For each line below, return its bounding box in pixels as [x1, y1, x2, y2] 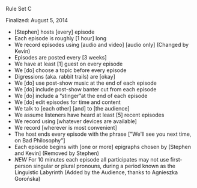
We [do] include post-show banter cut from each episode [14, 86, 157, 92]
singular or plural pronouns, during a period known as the [33, 162, 175, 169]
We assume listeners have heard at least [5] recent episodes [14, 111, 165, 118]
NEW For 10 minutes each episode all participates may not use [14, 156, 169, 163]
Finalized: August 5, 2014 [5, 17, 68, 23]
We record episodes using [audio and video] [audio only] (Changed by [14, 41, 189, 48]
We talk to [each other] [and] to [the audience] [14, 105, 130, 112]
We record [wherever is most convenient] [14, 124, 118, 131]
